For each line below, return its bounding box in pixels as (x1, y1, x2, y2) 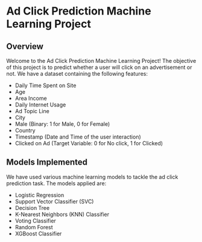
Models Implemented (6, 157, 88, 168)
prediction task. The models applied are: (6, 180, 107, 187)
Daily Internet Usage (14, 101, 66, 108)
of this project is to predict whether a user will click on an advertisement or (6, 64, 192, 71)
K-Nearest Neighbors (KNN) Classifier (14, 211, 110, 218)
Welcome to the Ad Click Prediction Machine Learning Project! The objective (6, 57, 197, 64)
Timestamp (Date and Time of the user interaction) (14, 133, 142, 140)
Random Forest (14, 223, 53, 231)
